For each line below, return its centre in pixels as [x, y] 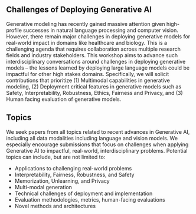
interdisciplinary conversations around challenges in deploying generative [96, 61]
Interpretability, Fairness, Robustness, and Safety [74, 175]
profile [14, 30]
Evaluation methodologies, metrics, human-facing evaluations [90, 199]
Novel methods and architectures [55, 206]
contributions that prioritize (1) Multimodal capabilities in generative [88, 80]
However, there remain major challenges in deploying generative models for [98, 36]
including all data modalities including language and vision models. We [92, 138]
